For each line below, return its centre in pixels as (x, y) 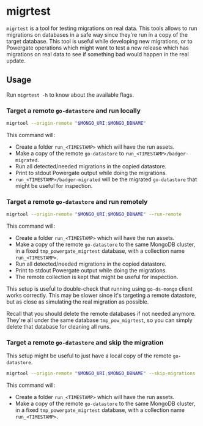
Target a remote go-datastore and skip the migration (85, 343)
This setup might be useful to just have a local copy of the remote (89, 356)
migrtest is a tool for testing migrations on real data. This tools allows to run (102, 28)
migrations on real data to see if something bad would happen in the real (98, 54)
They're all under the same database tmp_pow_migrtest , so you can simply (99, 320)
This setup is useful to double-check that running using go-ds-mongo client (99, 289)
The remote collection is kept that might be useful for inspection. (97, 277)
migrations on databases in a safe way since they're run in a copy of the (97, 34)
